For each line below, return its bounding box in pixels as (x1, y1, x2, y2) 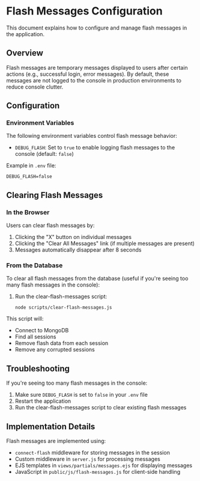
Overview (6, 48, 44, 58)
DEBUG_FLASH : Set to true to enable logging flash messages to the (14, 144, 175, 151)
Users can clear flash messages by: (6, 222, 95, 229)
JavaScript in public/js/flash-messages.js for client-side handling (14, 468, 181, 476)
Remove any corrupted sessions (14, 346, 95, 353)
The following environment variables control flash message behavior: (6, 132, 177, 140)
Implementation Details (6, 421, 95, 432)
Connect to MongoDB (14, 327, 69, 334)
